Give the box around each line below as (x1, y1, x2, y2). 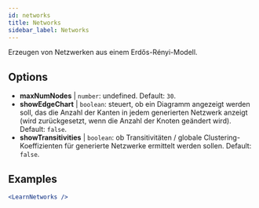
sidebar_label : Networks (8, 26, 89, 34)
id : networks (8, 11, 51, 20)
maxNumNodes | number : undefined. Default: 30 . (19, 91, 177, 100)
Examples (8, 172, 57, 185)
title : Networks (8, 19, 61, 27)
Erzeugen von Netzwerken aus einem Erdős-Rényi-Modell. (8, 48, 198, 57)
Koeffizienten (19, 141, 63, 151)
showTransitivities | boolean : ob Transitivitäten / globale (19, 133, 202, 142)
